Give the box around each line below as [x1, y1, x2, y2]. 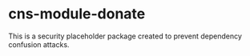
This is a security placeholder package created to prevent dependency [8, 31, 243, 41]
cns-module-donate [8, 5, 146, 23]
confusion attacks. [8, 39, 70, 49]
